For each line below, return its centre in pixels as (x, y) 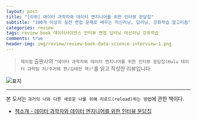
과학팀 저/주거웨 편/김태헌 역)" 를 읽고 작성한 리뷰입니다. (89, 68)
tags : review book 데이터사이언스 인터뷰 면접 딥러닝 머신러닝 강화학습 (83, 33)
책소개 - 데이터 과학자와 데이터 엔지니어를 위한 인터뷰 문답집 (83, 111)
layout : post (22, 11)
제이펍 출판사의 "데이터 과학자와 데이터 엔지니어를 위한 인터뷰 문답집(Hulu (99, 61)
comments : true (25, 38)
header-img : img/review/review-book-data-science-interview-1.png (89, 44)
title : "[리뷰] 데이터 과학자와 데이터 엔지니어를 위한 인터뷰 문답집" (80, 17)
